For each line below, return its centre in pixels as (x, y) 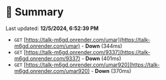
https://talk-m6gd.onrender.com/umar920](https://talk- (93, 65)
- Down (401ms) (101, 58)
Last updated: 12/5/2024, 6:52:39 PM (52, 28)
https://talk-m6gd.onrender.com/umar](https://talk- (88, 39)
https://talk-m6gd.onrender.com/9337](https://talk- (88, 52)
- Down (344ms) (102, 46)
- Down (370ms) (111, 71)
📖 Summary (35, 12)
